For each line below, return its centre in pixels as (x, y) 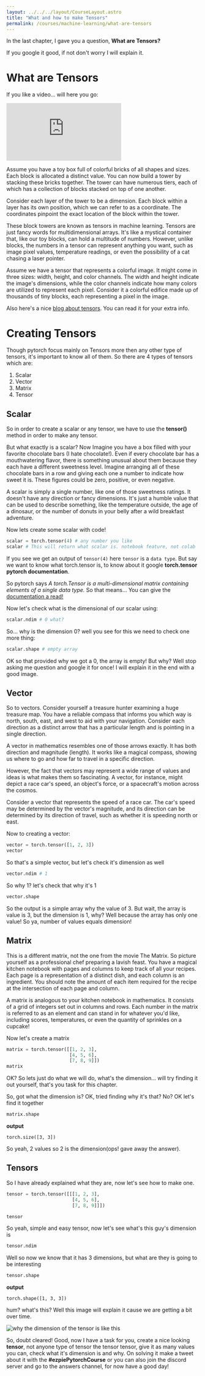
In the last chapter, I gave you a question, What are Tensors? (84, 41)
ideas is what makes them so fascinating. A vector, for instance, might (95, 777)
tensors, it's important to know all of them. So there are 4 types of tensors (99, 357)
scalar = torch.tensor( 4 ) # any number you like (69, 541)
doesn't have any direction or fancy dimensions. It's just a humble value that (102, 499)
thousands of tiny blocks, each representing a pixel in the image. (88, 297)
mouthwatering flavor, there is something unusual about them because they (102, 461)
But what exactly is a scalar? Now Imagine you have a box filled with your (99, 447)
